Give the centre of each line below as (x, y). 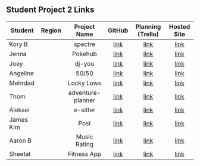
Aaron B (20, 140)
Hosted (179, 26)
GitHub (118, 30)
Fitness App (85, 153)
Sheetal (20, 153)
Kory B (18, 44)
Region (51, 30)
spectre (84, 44)
